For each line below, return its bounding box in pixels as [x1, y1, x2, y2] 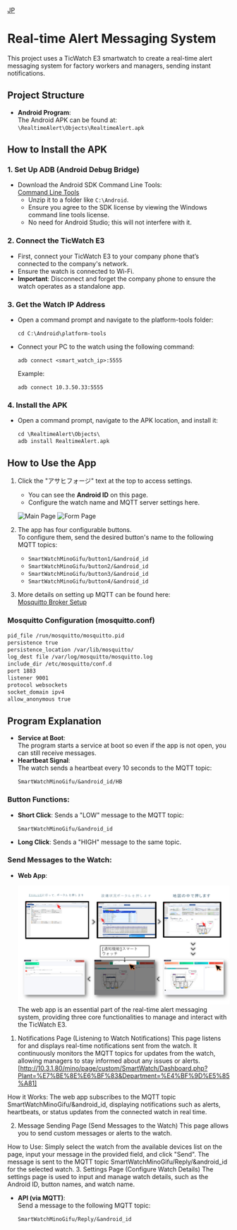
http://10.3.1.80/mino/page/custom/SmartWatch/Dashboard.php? [20, 1063, 208, 1072]
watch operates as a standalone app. [17, 282, 126, 290]
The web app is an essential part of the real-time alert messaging [17, 1005, 208, 1013]
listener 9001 [7, 675, 49, 682]
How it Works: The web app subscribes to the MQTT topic [7, 1092, 176, 1101]
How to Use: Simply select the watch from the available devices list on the [7, 1142, 222, 1151]
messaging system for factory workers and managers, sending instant [7, 61, 212, 70]
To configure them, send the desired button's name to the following [17, 533, 214, 542]
